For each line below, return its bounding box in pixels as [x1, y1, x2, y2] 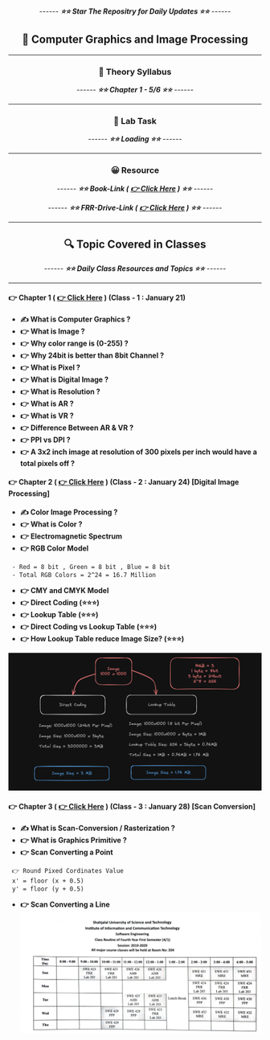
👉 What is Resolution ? [19, 387, 100, 396]
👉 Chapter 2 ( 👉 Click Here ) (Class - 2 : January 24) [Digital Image [8, 477, 239, 487]
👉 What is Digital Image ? [19, 375, 109, 384]
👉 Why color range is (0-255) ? [19, 338, 129, 348]
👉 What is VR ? [19, 411, 74, 420]
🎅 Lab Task [113, 116, 157, 127]
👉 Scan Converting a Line [19, 899, 110, 909]
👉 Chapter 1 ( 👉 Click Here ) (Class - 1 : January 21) [8, 293, 186, 303]
